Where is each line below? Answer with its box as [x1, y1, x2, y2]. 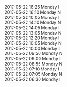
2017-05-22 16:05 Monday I [4, 15, 60, 20]
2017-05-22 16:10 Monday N [4, 9, 61, 15]
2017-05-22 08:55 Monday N [4, 61, 63, 67]
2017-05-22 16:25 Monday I [4, 4, 60, 10]
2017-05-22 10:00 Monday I [4, 46, 60, 51]
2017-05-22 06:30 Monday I [4, 76, 61, 82]
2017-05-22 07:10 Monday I [4, 66, 60, 72]
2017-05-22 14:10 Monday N [4, 19, 61, 25]
